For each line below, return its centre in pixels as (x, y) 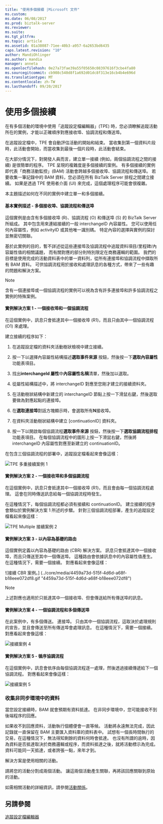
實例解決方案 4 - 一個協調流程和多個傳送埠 (47, 610)
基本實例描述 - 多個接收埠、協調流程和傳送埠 (50, 206)
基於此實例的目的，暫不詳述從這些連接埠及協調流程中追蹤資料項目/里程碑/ (79, 246)
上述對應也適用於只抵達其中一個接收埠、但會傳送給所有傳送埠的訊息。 (75, 598)
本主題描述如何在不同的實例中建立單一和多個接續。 (56, 194)
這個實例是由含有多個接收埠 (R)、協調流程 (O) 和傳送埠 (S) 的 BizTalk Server (81, 217)
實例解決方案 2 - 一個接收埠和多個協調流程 (47, 476)
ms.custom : (16, 14)
